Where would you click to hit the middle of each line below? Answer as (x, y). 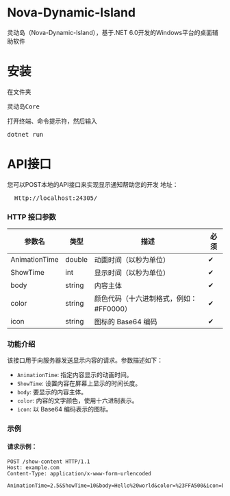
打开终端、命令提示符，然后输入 (52, 121)
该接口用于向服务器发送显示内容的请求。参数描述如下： (85, 360)
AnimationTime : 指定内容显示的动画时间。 (75, 375)
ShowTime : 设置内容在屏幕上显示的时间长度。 (79, 383)
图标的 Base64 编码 (126, 322)
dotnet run (25, 134)
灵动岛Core (23, 106)
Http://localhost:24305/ (56, 198)
